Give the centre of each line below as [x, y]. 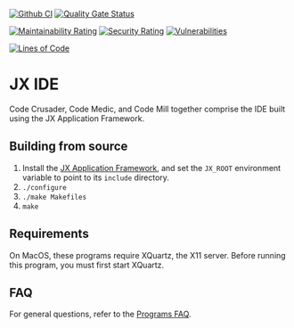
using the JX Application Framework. [77, 118]
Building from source [69, 147]
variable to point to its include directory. [95, 177]
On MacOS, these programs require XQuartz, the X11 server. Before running [148, 255]
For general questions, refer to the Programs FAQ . [100, 314]
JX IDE [34, 84]
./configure [44, 187]
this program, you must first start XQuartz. [87, 265]
